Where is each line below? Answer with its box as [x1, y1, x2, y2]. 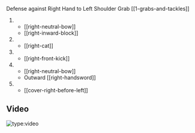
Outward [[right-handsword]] [23, 74, 96, 81]
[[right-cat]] [23, 42, 54, 49]
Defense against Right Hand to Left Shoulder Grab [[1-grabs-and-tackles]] [6, 5, 190, 12]
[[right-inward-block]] [23, 29, 79, 37]
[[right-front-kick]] [23, 55, 70, 62]
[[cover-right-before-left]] [23, 87, 88, 93]
